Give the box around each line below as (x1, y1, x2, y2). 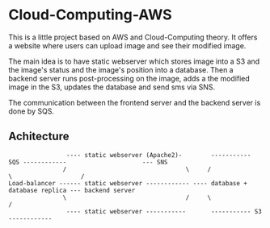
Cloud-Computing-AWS (8, 6, 172, 24)
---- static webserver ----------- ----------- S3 (65, 207, 263, 215)
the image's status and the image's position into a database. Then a (8, 64, 234, 74)
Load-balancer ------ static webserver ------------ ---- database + (8, 179, 248, 187)
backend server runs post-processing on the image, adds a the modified (8, 73, 251, 83)
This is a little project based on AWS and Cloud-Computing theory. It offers (8, 32, 258, 42)
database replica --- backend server (8, 186, 136, 194)
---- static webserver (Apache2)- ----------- (65, 151, 251, 159)
